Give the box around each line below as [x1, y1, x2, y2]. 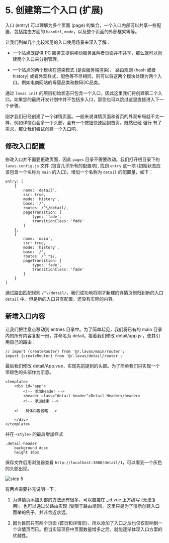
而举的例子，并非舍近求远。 [12, 509, 70, 515]
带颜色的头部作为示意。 [5, 369, 54, 375]
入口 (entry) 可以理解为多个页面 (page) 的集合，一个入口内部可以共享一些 [5, 22, 157, 28]
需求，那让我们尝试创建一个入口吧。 [5, 126, 80, 132]
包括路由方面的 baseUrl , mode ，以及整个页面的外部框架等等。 [14, 28, 140, 34]
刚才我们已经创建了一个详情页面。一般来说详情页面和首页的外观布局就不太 [5, 113, 159, 119]
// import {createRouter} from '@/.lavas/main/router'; [5, 349, 125, 354]
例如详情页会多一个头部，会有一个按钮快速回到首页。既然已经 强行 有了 [14, 119, 162, 126]
